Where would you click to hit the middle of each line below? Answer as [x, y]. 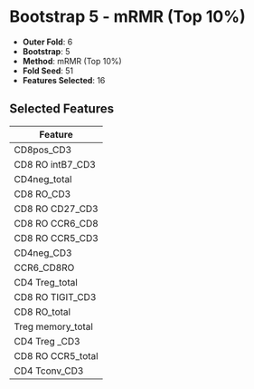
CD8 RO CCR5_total [56, 355]
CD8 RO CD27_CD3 [56, 209]
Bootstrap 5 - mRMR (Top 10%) [127, 17]
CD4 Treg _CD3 [47, 341]
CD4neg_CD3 [43, 253]
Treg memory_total [53, 326]
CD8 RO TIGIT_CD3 [55, 297]
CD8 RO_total [42, 312]
